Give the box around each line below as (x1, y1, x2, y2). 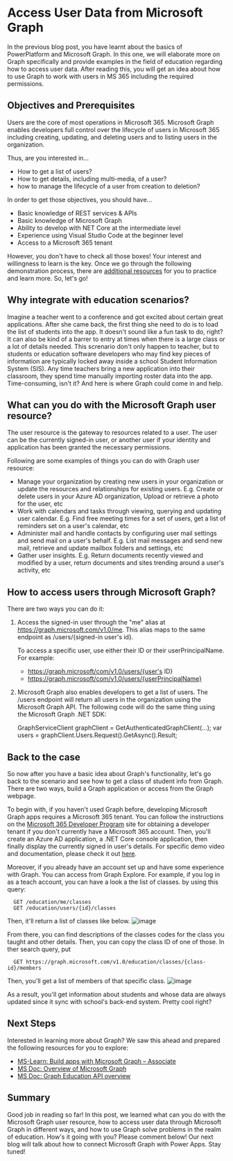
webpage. (7, 792, 36, 800)
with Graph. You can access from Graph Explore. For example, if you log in (7, 871, 221, 878)
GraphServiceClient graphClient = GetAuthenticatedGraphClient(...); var (17, 724, 223, 732)
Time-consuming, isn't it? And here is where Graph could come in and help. (7, 379, 223, 387)
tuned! (7, 1147, 26, 1155)
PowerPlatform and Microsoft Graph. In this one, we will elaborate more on (7, 50, 221, 58)
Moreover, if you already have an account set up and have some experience (7, 863, 225, 871)
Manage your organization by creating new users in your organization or (17, 477, 224, 486)
